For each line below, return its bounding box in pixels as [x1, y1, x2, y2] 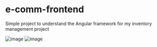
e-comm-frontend [5, 4, 84, 15]
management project [5, 26, 50, 32]
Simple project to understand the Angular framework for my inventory [5, 20, 152, 27]
